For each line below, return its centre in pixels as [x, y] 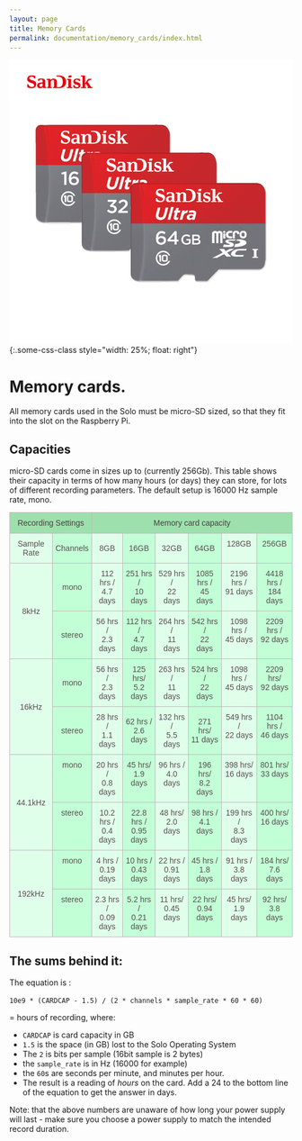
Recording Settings [51, 523]
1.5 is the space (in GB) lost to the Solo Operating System [129, 1044]
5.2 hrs [139, 900]
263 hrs [172, 670]
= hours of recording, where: [62, 1017]
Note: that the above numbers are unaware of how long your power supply [147, 1109]
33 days [275, 774]
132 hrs [172, 717]
